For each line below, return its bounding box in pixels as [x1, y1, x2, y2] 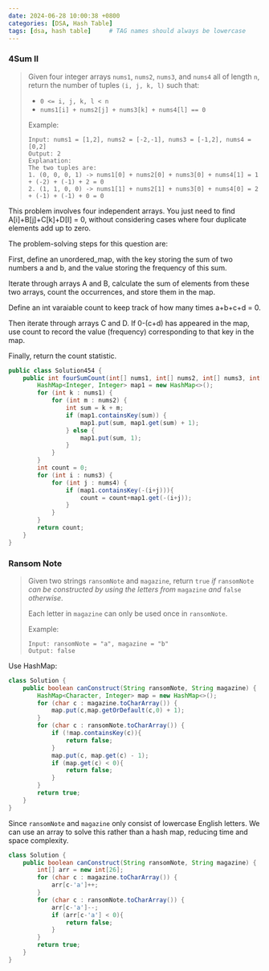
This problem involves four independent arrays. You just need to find [8, 206, 235, 216]
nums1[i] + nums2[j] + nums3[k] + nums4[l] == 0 [39, 105, 206, 114]
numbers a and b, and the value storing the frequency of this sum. [8, 262, 227, 272]
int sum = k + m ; [65, 404, 124, 412]
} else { [65, 426, 95, 435]
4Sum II [8, 53, 39, 64]
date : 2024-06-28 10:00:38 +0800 [8, 11, 120, 20]
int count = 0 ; [37, 464, 88, 472]
